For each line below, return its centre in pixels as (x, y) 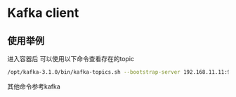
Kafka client (43, 13)
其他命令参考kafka (34, 86)
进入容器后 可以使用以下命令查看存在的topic (71, 59)
